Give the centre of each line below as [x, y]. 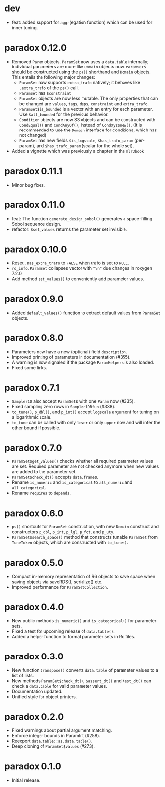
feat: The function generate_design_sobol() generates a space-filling [82, 218]
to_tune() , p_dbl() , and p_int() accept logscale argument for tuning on [85, 412]
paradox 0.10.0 [36, 249]
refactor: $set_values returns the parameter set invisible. [69, 229]
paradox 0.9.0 [34, 299]
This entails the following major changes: [54, 77]
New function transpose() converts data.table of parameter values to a [85, 670]
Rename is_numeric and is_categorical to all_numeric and [72, 482]
